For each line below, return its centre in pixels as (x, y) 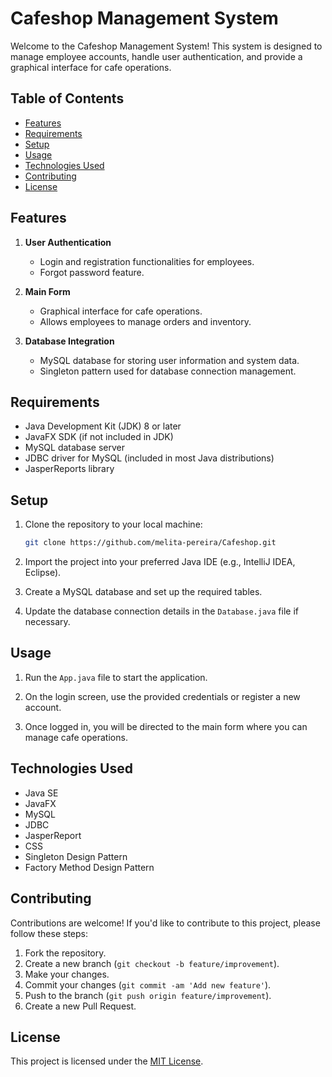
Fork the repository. (65, 953)
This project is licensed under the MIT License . (107, 1061)
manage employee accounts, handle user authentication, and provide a (156, 56)
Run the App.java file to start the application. (116, 677)
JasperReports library (69, 469)
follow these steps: (49, 933)
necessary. (47, 622)
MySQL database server (74, 448)
